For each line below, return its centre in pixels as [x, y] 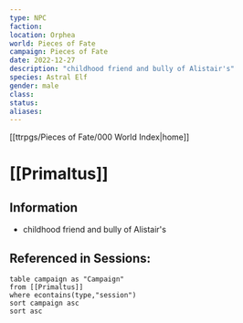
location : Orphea [42, 35]
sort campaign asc [44, 303]
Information [44, 208]
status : [24, 103]
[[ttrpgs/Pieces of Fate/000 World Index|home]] [100, 137]
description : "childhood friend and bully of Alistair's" [122, 69]
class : [22, 94]
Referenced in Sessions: [80, 258]
